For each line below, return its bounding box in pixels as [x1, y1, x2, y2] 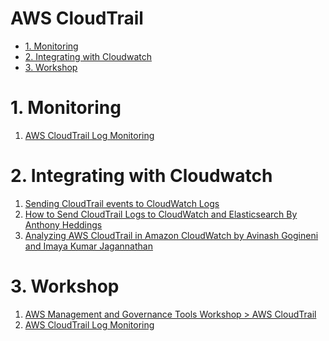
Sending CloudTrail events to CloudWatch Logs [24, 197, 220, 209]
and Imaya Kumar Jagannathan [24, 240, 153, 252]
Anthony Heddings [24, 218, 103, 231]
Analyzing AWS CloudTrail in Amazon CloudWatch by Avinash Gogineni [24, 229, 319, 241]
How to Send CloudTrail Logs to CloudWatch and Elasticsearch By [24, 208, 298, 220]
